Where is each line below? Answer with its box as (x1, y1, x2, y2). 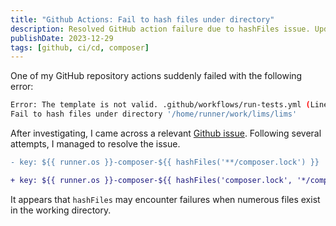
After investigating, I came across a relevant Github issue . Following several (10, 127, 322, 139)
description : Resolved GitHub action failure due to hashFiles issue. (10, 24, 311, 34)
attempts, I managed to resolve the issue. (10, 138, 181, 150)
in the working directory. (10, 204, 112, 216)
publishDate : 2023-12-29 (10, 33, 114, 43)
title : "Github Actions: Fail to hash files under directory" (10, 14, 275, 25)
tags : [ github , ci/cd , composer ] (10, 42, 150, 53)
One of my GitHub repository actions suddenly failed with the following (10, 70, 303, 82)
